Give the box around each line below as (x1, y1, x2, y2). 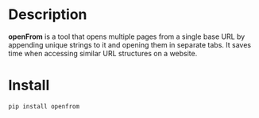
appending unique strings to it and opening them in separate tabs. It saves (8, 40, 252, 49)
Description (8, 6, 87, 24)
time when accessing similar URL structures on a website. (8, 48, 198, 58)
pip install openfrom (8, 102, 80, 110)
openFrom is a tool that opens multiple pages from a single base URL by (8, 32, 245, 41)
